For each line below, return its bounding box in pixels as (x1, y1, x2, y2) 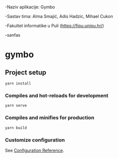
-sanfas (5, 32, 21, 38)
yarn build (5, 125, 27, 130)
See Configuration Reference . (5, 147, 64, 153)
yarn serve (5, 103, 27, 108)
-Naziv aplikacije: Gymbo (5, 4, 55, 10)
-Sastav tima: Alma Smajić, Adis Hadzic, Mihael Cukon (5, 14, 113, 19)
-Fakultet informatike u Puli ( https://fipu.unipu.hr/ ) (5, 23, 104, 29)
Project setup (5, 68, 47, 76)
